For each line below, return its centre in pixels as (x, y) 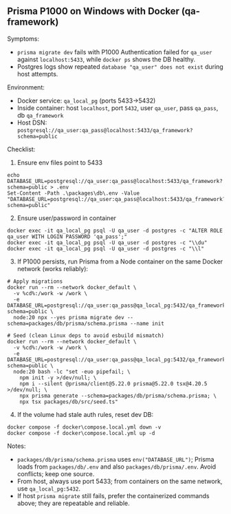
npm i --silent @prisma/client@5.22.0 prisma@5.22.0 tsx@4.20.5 (113, 384)
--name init (147, 323)
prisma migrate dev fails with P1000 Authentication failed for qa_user (114, 52)
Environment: (26, 87)
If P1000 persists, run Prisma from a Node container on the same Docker (120, 261)
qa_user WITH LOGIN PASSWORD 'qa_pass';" (67, 237)
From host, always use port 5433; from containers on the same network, (120, 481)
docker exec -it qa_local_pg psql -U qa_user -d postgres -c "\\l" (106, 248)
